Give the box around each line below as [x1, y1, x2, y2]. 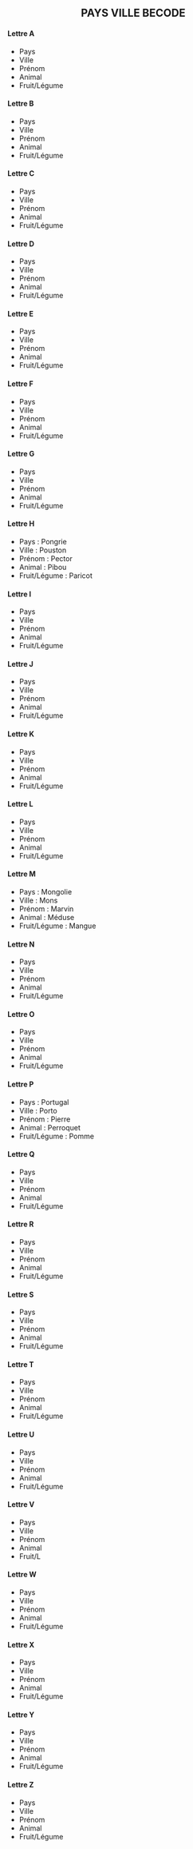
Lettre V [7, 1500, 35, 1509]
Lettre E [7, 309, 33, 318]
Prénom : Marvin [18, 904, 74, 914]
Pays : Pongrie [18, 537, 67, 547]
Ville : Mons [18, 895, 58, 906]
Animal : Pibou [18, 563, 67, 572]
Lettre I [7, 589, 32, 599]
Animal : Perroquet [18, 1122, 81, 1132]
